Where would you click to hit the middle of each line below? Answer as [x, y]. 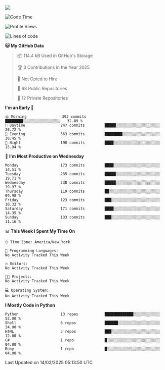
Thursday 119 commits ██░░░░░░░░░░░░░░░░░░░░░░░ [83, 191]
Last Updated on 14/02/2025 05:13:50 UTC [49, 362]
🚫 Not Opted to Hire [37, 79]
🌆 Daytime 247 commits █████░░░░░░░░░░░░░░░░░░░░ [83, 125]
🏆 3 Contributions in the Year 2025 [53, 67]
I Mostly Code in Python [30, 305]
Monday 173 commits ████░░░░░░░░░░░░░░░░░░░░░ [83, 165]
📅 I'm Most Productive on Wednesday [44, 156]
